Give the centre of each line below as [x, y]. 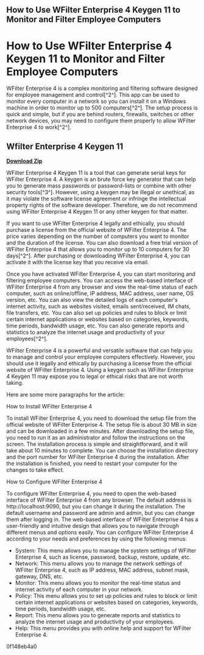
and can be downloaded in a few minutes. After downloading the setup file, [100, 431]
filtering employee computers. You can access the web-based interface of [100, 281]
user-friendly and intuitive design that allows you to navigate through [93, 526]
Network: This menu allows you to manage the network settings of [99, 564]
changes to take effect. [35, 470]
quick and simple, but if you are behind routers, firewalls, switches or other [100, 114]
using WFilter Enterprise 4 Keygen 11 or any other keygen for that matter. [97, 212]
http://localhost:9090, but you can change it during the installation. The [96, 506]
